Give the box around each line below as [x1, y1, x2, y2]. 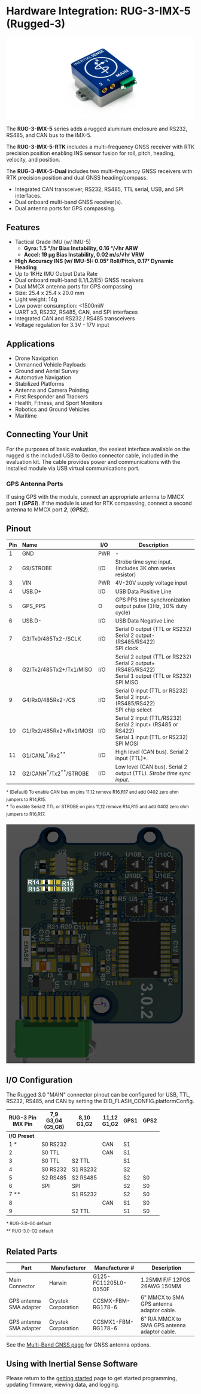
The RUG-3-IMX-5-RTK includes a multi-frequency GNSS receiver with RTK [6, 143, 195, 151]
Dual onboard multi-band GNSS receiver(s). [14, 198, 123, 205]
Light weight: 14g [14, 296, 57, 303]
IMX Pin [13, 1120, 33, 1127]
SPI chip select [115, 706, 152, 713]
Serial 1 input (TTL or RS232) [115, 734, 188, 741]
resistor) [115, 571, 136, 578]
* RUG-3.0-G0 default [6, 1221, 51, 1227]
